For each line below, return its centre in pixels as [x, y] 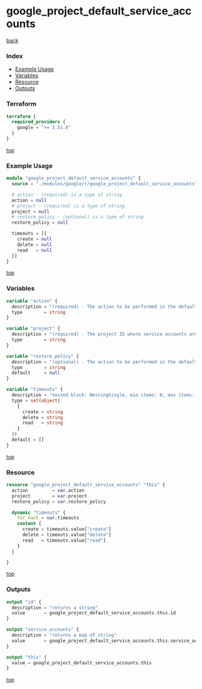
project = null [31, 212]
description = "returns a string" [55, 608]
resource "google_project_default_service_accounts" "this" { [86, 485]
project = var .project [49, 496]
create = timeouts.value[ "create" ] [67, 529]
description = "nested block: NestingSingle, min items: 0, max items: [103, 395]
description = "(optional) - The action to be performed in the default [105, 362]
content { [29, 524]
